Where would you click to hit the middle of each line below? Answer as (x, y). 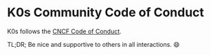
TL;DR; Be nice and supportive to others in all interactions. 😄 (93, 44)
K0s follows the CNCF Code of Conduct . (64, 31)
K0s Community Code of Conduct (106, 13)
